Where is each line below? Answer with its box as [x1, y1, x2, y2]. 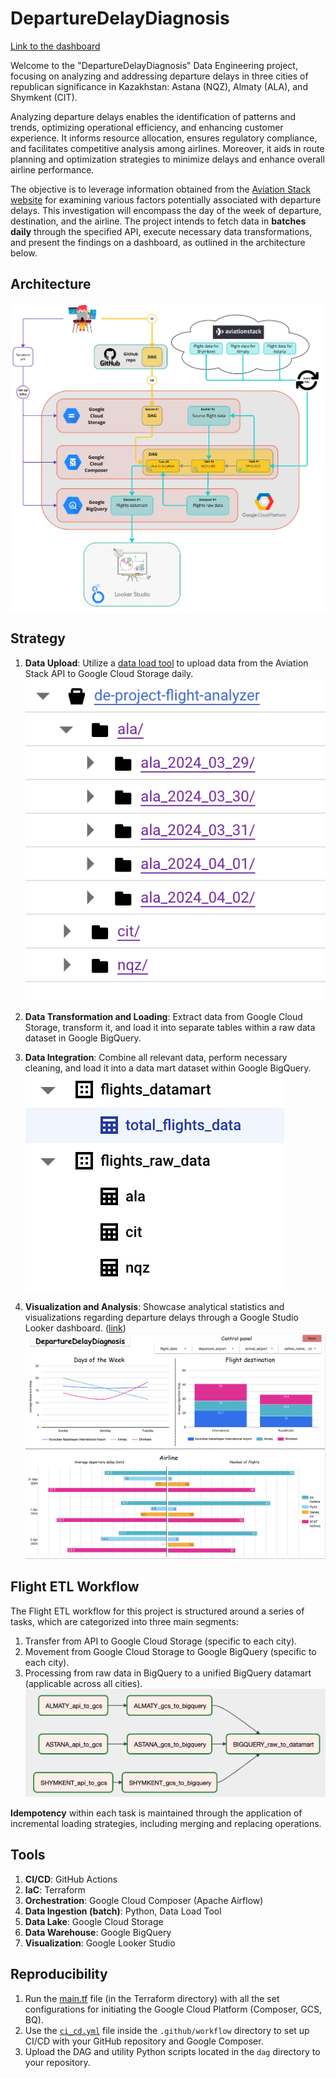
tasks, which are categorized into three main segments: [10, 1615, 239, 1627]
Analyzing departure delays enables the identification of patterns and [10, 110, 297, 122]
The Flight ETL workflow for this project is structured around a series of [10, 1605, 305, 1617]
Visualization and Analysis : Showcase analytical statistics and [24, 1301, 285, 1313]
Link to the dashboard [10, 40, 101, 52]
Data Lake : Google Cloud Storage [24, 1915, 164, 1927]
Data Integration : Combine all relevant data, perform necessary [24, 1052, 288, 1064]
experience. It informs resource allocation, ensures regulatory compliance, [10, 132, 318, 144]
